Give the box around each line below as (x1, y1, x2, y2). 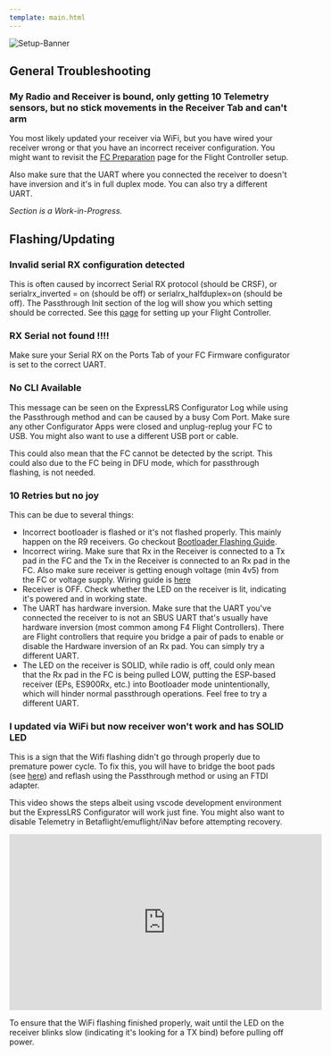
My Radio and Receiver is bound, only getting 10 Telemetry (9, 90, 269, 103)
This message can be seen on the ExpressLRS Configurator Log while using (9, 401, 288, 412)
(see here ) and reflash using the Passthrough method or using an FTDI (9, 771, 269, 781)
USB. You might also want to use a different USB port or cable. (9, 430, 239, 441)
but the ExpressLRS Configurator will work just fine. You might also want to (9, 807, 285, 818)
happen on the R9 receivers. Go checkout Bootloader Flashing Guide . (21, 536, 278, 546)
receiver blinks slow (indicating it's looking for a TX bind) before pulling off (9, 1027, 284, 1038)
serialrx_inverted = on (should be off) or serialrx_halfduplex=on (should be (9, 288, 283, 299)
